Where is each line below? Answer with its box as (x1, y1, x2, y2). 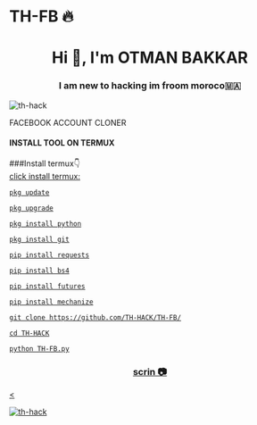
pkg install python (9, 219, 82, 229)
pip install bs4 (9, 266, 70, 275)
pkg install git (9, 235, 70, 244)
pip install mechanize (9, 297, 94, 306)
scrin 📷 (132, 365, 168, 378)
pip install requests (9, 250, 90, 260)
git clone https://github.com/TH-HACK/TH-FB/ (9, 312, 181, 322)
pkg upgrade (9, 204, 54, 212)
